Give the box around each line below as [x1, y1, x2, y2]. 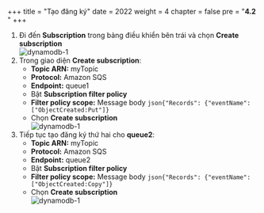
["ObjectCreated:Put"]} [30, 106, 110, 114]
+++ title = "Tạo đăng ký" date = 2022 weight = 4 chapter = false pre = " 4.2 [7, 7, 257, 16]
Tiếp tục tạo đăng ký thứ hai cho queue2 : [18, 130, 155, 139]
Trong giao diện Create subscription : [18, 55, 142, 65]
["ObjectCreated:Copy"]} [30, 181, 113, 188]
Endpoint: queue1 [30, 81, 89, 90]
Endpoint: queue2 [30, 155, 91, 165]
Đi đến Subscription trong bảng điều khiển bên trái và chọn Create [18, 31, 239, 40]
